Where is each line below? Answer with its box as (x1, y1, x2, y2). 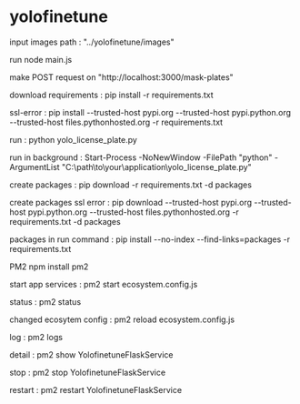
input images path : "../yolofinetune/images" (9, 36, 175, 47)
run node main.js (9, 54, 73, 65)
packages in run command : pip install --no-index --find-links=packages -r (9, 234, 291, 245)
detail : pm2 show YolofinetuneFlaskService (9, 348, 174, 360)
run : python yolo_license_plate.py (9, 134, 138, 145)
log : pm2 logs (9, 331, 64, 342)
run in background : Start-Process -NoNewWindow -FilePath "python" (9, 152, 273, 163)
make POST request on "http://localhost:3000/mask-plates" (9, 71, 234, 83)
